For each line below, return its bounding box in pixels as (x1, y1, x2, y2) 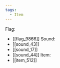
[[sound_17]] (12, 46, 38, 52)
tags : (5, 7, 16, 13)
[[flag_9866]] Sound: (12, 36, 56, 42)
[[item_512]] (12, 57, 37, 63)
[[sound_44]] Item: (12, 51, 51, 58)
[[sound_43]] (12, 41, 39, 47)
